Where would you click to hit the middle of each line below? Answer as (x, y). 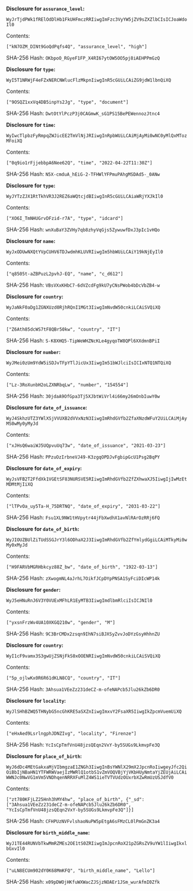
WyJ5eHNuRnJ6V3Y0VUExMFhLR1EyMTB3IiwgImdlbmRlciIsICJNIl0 (79, 601)
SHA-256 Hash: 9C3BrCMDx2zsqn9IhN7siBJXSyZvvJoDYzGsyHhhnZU (83, 634)
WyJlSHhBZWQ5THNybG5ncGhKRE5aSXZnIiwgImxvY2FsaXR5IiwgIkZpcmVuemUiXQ (94, 712)
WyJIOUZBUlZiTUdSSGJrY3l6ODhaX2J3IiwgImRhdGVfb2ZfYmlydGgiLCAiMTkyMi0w (96, 540)
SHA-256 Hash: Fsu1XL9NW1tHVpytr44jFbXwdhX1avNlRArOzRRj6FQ (83, 517)
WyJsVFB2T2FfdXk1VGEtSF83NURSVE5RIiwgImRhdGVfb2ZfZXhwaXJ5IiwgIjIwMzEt (96, 479)
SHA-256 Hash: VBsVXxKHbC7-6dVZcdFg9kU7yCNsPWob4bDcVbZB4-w (83, 285)
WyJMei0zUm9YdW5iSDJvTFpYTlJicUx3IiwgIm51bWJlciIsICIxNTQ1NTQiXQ (88, 363)
